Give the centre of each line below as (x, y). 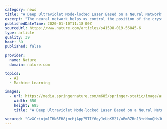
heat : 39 (14, 42)
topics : (13, 74)
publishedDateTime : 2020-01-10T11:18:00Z (49, 23)
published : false (23, 46)
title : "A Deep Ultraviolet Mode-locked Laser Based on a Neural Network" (84, 14)
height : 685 (26, 105)
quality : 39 (17, 38)
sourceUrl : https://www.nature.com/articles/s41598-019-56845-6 (73, 28)
